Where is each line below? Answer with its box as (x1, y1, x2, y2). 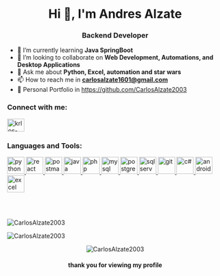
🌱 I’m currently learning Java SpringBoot (16, 46, 134, 54)
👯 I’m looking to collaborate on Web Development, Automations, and (16, 53, 214, 62)
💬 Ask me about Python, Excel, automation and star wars (16, 68, 182, 76)
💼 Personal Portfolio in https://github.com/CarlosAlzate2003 (16, 86, 187, 94)
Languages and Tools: (7, 140, 82, 150)
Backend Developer (82, 31, 149, 40)
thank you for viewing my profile (68, 260, 162, 269)
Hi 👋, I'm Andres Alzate (48, 6, 182, 22)
